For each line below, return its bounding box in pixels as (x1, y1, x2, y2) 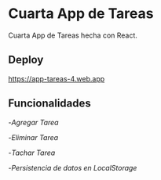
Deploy (8, 53, 44, 67)
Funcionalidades (8, 97, 92, 110)
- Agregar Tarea (8, 117, 59, 127)
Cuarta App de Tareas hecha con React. (8, 31, 137, 40)
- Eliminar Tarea (8, 132, 59, 142)
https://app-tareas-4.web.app (8, 74, 105, 83)
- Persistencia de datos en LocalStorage (8, 163, 137, 172)
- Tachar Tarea (8, 148, 56, 157)
